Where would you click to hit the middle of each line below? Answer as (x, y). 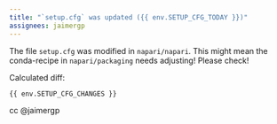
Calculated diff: (37, 77)
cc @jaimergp (35, 111)
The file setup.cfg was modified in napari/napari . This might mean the (138, 50)
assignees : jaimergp (47, 26)
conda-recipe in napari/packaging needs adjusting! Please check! (129, 60)
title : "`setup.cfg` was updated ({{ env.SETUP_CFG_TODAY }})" (129, 17)
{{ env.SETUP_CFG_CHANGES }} (63, 94)
